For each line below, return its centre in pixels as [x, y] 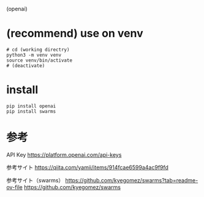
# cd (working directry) [38, 49]
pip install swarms [31, 111]
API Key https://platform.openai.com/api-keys [64, 154]
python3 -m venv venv [34, 55]
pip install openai [31, 106]
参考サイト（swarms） [35, 180]
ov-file [14, 187]
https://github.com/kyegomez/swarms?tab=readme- [132, 180]
